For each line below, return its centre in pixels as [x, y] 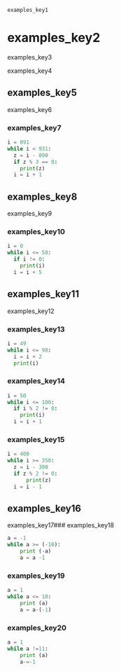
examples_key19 [36, 576]
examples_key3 [30, 57]
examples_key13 [36, 329]
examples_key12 [31, 311]
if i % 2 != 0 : [36, 409]
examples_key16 [44, 509]
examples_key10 [36, 232]
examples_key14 [36, 381]
